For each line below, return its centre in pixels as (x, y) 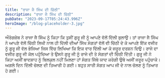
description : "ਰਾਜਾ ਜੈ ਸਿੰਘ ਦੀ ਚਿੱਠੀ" (39, 14)
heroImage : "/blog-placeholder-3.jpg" (45, 23)
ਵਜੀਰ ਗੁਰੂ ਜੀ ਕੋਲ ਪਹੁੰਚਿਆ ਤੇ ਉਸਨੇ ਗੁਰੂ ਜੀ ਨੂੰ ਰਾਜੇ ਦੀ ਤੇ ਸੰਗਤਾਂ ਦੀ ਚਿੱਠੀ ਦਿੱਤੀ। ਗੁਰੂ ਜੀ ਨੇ (78, 54)
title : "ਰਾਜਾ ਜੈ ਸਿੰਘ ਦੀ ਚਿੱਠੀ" (33, 10)
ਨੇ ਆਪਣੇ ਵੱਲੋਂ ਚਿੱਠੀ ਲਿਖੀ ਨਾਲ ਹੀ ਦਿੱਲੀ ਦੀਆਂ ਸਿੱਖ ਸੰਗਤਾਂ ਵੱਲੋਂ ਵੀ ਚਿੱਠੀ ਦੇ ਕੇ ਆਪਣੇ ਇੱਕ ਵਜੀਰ (81, 43)
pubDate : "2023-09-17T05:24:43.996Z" (44, 19)
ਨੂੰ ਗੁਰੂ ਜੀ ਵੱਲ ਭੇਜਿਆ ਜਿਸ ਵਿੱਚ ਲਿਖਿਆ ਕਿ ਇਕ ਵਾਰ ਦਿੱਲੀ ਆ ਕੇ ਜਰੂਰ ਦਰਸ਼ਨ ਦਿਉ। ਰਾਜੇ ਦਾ (82, 49)
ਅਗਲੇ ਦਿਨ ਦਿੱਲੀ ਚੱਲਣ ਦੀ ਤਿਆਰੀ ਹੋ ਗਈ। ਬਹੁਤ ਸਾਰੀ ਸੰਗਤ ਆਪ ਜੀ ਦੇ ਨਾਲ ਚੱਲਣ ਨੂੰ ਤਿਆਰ (82, 65)
